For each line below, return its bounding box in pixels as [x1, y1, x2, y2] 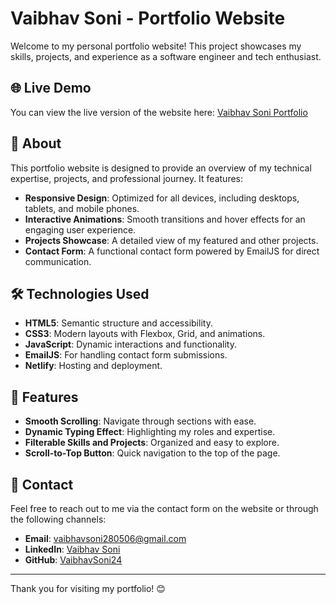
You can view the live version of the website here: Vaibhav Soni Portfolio [10, 106, 308, 118]
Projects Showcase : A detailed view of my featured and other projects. [24, 234, 319, 246]
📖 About [10, 135, 62, 152]
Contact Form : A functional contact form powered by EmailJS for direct [24, 245, 320, 257]
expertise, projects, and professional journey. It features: [10, 172, 244, 184]
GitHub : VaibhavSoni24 [24, 554, 123, 566]
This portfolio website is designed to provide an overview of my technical [10, 162, 312, 174]
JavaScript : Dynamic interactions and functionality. [24, 338, 237, 351]
